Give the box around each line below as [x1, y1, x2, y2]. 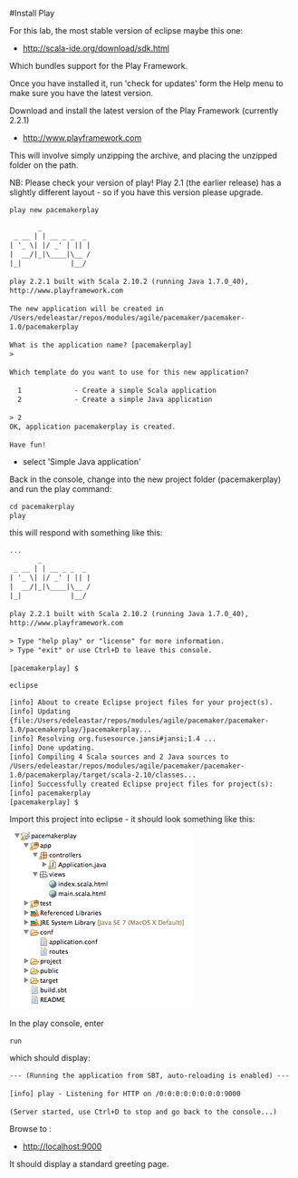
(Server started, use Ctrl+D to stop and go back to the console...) [9, 1107, 278, 1116]
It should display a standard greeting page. [9, 1159, 169, 1169]
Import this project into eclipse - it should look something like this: [9, 814, 255, 824]
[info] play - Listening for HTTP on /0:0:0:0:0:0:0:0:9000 [9, 1089, 242, 1098]
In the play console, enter [9, 1018, 104, 1028]
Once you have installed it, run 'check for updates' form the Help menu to [9, 78, 284, 89]
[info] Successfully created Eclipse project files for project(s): [9, 780, 274, 789]
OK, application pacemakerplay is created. [9, 422, 177, 431]
